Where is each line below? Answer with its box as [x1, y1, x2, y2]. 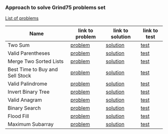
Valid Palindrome [7, 80, 47, 87]
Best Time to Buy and [7, 66, 58, 73]
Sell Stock [7, 72, 31, 79]
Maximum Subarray [7, 121, 54, 128]
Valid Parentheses [7, 50, 50, 57]
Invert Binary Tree [7, 89, 50, 96]
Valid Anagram [7, 97, 42, 104]
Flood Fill [7, 113, 29, 120]
